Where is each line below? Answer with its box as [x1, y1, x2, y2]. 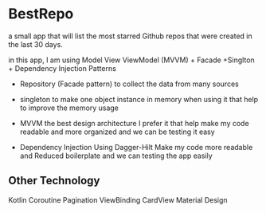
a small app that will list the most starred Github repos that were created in [8, 31, 252, 41]
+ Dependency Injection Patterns [8, 63, 117, 73]
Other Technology [8, 174, 100, 187]
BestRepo [8, 5, 74, 23]
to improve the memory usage [19, 103, 119, 112]
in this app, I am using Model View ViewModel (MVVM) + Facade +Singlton [8, 55, 255, 65]
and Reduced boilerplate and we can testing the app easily [19, 151, 213, 160]
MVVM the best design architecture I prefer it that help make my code [19, 118, 249, 128]
